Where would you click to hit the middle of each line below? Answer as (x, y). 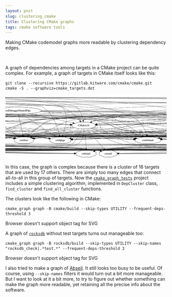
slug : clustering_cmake (31, 16)
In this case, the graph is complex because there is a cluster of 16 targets (82, 166)
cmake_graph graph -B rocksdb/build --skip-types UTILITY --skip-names (83, 243)
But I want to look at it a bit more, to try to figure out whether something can (85, 279)
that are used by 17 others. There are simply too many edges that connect (83, 172)
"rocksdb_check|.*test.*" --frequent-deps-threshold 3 (65, 248)
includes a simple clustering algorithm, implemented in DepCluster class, (82, 183)
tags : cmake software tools (35, 27)
